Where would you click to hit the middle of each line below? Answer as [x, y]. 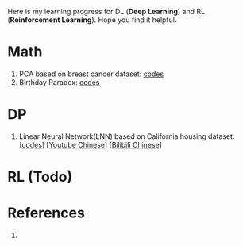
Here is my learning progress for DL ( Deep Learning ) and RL [106, 12]
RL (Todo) [40, 177]
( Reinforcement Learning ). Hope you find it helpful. [92, 20]
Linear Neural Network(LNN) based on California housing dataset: [127, 136]
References [46, 213]
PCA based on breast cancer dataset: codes [91, 74]
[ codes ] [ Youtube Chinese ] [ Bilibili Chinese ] [90, 144]
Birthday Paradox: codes [59, 82]
